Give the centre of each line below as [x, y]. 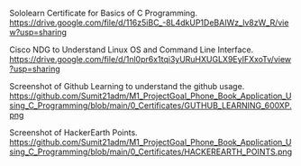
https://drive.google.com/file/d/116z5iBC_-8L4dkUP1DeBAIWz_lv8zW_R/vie [149, 23]
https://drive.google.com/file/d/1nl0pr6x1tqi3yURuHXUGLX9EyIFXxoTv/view [150, 59]
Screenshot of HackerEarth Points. [73, 133]
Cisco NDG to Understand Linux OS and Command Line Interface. [132, 50]
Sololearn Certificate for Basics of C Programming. [104, 13]
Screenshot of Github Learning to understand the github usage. [127, 86]
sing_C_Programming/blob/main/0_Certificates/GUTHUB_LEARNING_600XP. [150, 106]
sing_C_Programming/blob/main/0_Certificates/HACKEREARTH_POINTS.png [151, 152]
